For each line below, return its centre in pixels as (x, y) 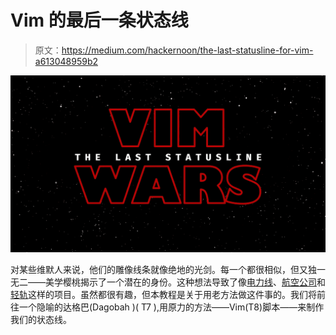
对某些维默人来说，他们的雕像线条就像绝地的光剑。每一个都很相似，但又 (159, 270)
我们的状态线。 (41, 320)
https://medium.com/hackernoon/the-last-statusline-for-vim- (187, 50)
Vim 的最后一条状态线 (99, 20)
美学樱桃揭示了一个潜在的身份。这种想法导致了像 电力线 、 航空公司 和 (185, 282)
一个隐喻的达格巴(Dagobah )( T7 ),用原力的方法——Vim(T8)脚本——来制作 (171, 307)
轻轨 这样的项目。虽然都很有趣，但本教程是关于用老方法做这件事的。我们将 (163, 295)
